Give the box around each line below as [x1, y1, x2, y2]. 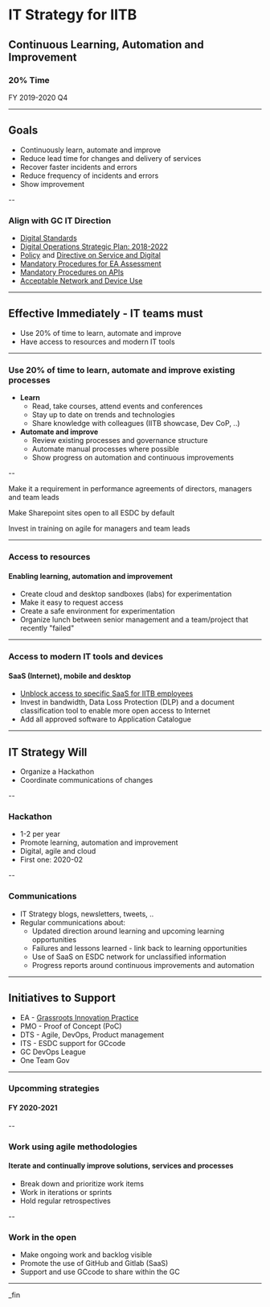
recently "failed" [19, 623, 75, 633]
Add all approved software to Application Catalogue [19, 714, 191, 724]
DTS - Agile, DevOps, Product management [19, 1029, 165, 1040]
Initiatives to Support [8, 991, 117, 1005]
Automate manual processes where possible [31, 445, 179, 454]
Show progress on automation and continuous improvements [31, 453, 235, 462]
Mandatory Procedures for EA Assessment [19, 259, 162, 268]
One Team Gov [19, 1055, 70, 1065]
